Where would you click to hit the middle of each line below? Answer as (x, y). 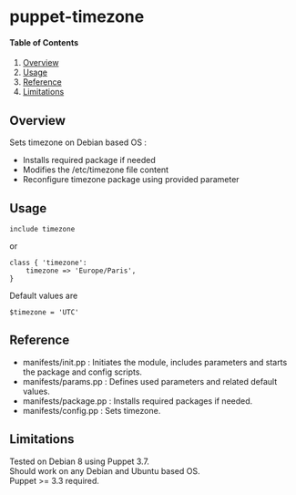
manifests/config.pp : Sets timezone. (92, 410)
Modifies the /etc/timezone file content (96, 170)
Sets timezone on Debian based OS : (78, 142)
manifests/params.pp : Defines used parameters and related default (150, 381)
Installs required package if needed (89, 160)
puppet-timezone (77, 17)
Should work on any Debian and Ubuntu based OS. (105, 470)
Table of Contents (44, 42)
